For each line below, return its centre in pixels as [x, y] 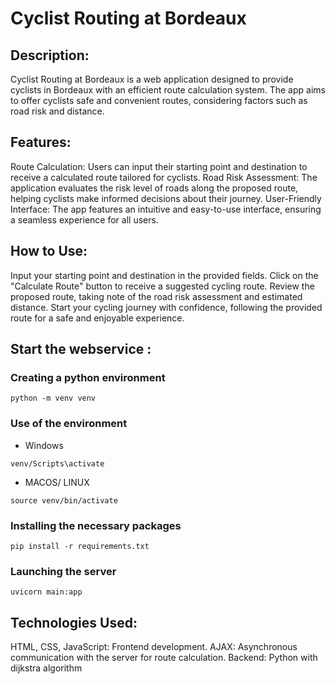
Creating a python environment [88, 377]
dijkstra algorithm [46, 668]
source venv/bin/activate [64, 500]
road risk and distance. [57, 111]
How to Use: [49, 251]
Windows [44, 445]
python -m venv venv [53, 398]
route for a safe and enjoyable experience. [97, 318]
